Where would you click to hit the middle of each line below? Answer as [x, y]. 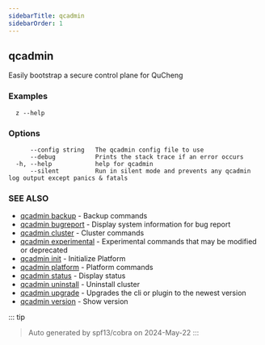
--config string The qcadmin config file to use [117, 150]
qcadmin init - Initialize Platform [73, 259]
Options [24, 133]
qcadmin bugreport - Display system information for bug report [125, 224]
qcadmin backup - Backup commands [84, 216]
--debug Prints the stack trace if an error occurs [137, 157]
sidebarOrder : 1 [36, 23]
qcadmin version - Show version [74, 301]
